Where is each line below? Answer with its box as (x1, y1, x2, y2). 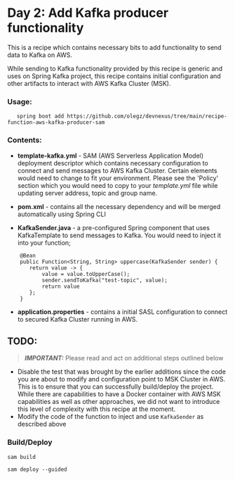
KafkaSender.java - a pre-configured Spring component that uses (17, 223, 210, 232)
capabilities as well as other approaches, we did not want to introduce (17, 398, 220, 406)
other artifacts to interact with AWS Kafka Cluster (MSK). (7, 79, 171, 87)
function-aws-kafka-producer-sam (7, 119, 105, 126)
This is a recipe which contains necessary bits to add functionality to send (7, 43, 222, 51)
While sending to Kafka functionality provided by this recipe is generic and (7, 64, 223, 72)
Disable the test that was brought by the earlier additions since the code (17, 367, 227, 376)
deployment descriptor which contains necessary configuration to (17, 158, 208, 167)
